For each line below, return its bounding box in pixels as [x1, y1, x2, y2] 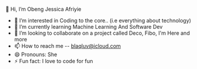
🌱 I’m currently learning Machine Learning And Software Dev [14, 24, 163, 30]
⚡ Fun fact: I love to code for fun [14, 58, 93, 64]
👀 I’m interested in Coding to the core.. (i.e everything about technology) [14, 17, 191, 24]
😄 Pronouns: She [14, 51, 58, 58]
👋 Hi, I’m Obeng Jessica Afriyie [5, 6, 81, 12]
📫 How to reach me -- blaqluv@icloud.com [14, 42, 121, 50]
